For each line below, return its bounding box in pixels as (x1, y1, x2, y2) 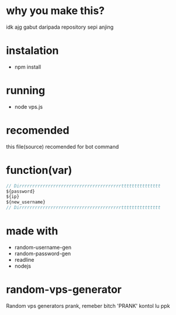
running (6, 84, 46, 97)
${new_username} (6, 199, 46, 206)
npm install (14, 63, 42, 70)
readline (14, 256, 34, 263)
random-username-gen (14, 244, 72, 251)
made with (6, 224, 58, 238)
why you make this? (6, 4, 105, 18)
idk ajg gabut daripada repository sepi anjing (6, 23, 114, 30)
